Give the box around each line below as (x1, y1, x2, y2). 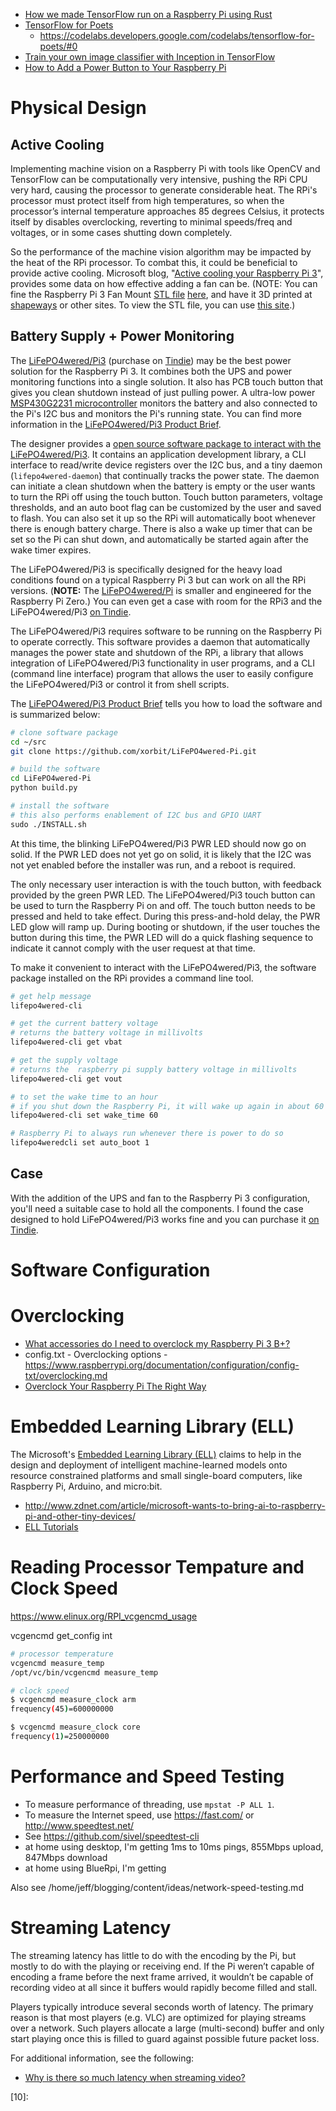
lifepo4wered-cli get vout (10, 1074, 123, 1084)
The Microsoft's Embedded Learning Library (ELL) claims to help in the (10, 1448, 302, 1460)
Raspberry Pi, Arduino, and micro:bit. (10, 1480, 163, 1492)
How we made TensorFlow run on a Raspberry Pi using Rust (24, 9, 273, 20)
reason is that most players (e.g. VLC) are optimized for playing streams (10, 2011, 307, 2023)
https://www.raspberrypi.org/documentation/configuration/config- (24, 1359, 300, 1371)
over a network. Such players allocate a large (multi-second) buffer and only (10, 2022, 325, 2034)
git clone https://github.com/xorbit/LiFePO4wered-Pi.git (10, 746, 257, 756)
